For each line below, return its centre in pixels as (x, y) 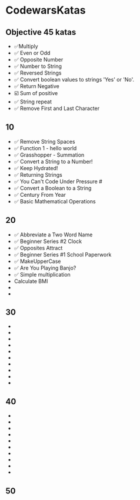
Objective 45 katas (41, 32)
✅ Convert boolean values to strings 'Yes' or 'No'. (74, 79)
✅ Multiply (26, 46)
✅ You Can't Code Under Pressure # (58, 181)
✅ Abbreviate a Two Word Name (53, 235)
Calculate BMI (31, 281)
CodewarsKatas (46, 10)
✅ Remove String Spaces (44, 141)
